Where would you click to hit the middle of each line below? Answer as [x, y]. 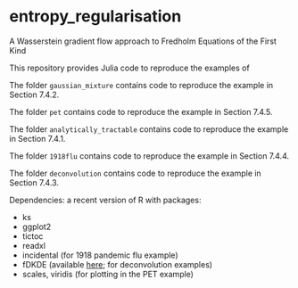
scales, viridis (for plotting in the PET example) [108, 274]
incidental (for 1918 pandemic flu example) [100, 255]
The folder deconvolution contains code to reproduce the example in [135, 173]
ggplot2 [37, 226]
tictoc [33, 236]
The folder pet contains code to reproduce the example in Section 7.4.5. [141, 111]
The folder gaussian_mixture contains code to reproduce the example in [141, 85]
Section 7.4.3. [34, 182]
